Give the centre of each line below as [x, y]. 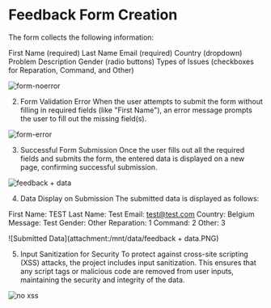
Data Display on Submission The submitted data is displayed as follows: [140, 198]
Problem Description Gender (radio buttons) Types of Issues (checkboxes [131, 61]
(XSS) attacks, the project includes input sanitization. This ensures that [138, 262]
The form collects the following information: [81, 37]
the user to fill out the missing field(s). [83, 118]
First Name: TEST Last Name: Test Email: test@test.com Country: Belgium [131, 214]
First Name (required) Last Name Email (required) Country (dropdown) [125, 53]
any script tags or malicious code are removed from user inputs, [127, 271]
